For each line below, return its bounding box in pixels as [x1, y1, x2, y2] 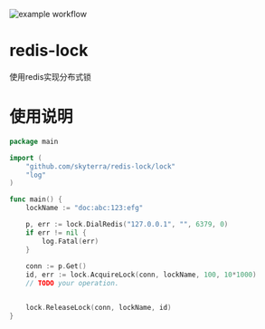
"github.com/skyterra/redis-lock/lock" [25, 161, 176, 171]
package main [9, 137, 59, 146]
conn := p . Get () [25, 262, 88, 271]
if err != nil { [25, 227, 88, 237]
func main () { [9, 195, 63, 204]
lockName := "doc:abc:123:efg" [25, 204, 144, 213]
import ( [9, 153, 43, 162]
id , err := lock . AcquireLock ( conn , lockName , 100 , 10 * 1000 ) [25, 270, 257, 280]
